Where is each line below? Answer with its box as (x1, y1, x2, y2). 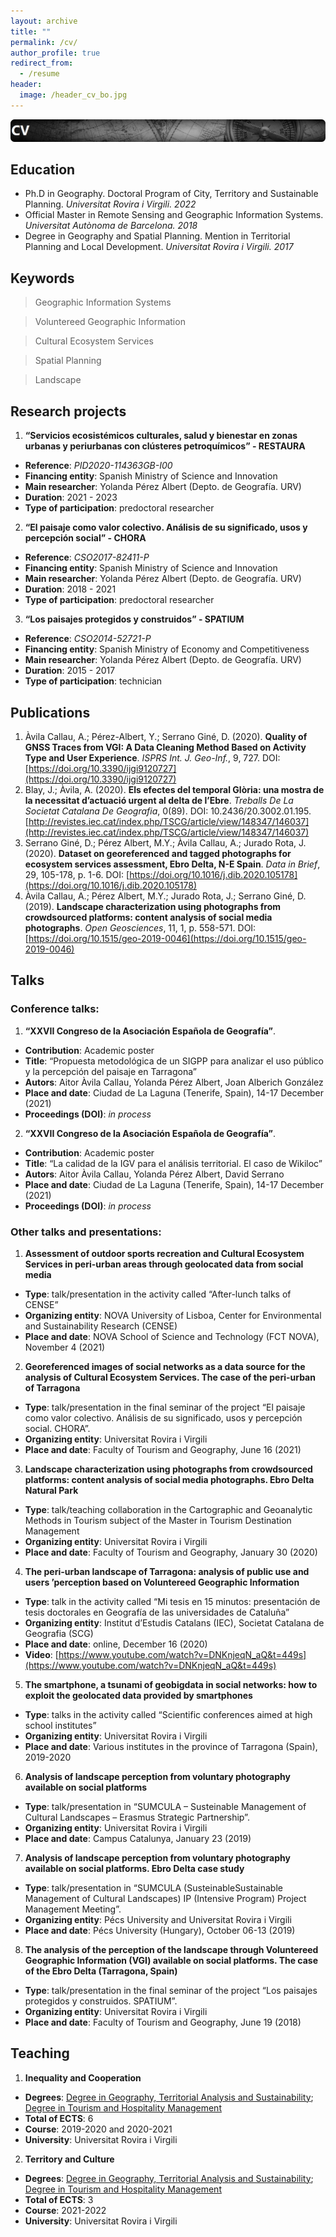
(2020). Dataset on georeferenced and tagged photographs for (24, 847, 292, 859)
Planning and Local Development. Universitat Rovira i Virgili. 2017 (24, 241, 294, 253)
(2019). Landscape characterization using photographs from (24, 900, 282, 912)
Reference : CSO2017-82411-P (24, 551, 150, 564)
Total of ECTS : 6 (24, 2112, 94, 2124)
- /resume (19, 69, 60, 79)
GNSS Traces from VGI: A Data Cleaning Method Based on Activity (24, 741, 307, 753)
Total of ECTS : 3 (24, 2193, 94, 2205)
